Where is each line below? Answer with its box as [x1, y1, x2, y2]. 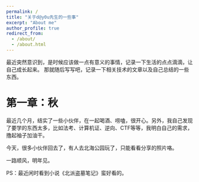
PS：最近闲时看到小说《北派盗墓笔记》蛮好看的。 [6, 169, 127, 176]
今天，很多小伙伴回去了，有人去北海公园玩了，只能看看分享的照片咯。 [6, 144, 178, 151]
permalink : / [6, 8, 38, 15]
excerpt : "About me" [6, 19, 57, 25]
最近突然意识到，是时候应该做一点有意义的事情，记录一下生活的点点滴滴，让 [6, 58, 193, 66]
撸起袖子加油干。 [6, 131, 48, 139]
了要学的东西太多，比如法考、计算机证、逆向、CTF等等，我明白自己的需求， [6, 124, 193, 131]
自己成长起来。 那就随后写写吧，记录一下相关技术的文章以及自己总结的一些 [6, 66, 190, 73]
